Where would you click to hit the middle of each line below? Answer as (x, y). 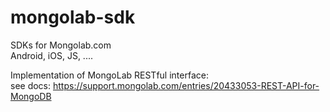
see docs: (31, 85)
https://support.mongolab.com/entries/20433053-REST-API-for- (186, 85)
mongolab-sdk (73, 17)
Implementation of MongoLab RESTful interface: (109, 75)
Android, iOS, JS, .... (51, 55)
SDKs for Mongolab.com (61, 45)
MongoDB (31, 96)
